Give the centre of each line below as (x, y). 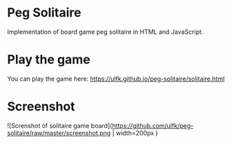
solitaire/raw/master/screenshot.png (59, 133)
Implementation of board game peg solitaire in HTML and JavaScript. (105, 32)
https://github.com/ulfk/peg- (153, 125)
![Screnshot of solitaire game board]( (60, 125)
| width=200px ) (135, 133)
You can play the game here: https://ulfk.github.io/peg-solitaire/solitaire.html (116, 79)
